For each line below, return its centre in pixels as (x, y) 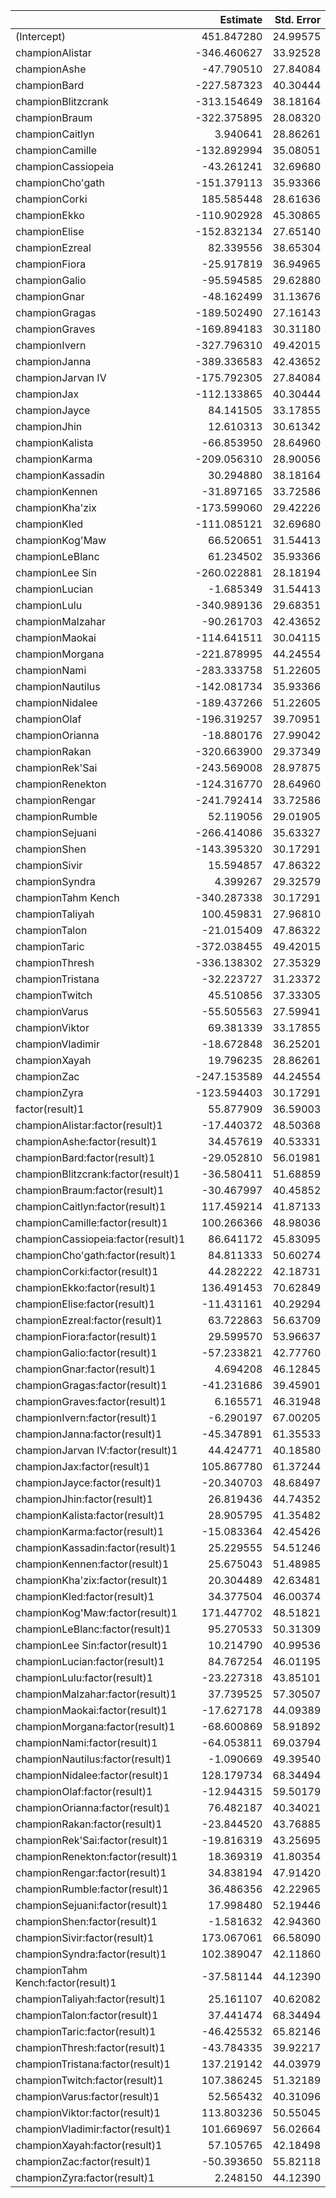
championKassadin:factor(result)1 (96, 1547)
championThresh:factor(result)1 (91, 2047)
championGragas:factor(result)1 (91, 1385)
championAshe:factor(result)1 (86, 1141)
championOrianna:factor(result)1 (93, 1807)
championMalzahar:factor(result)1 (96, 1694)
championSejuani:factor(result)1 (91, 1905)
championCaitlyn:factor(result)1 (91, 1206)
